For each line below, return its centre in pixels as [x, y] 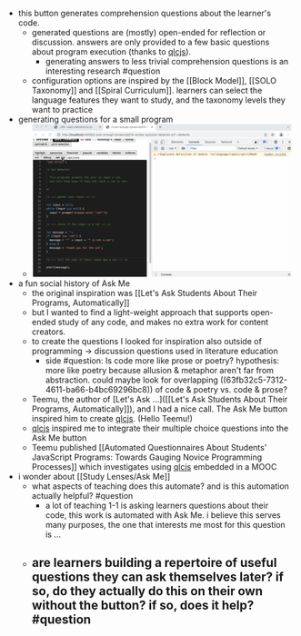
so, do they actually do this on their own [147, 591]
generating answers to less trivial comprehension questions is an [167, 61]
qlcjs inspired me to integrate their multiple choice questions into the [160, 428]
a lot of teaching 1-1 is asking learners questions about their [157, 505]
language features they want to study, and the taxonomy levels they [159, 100]
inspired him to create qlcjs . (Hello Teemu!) [112, 418]
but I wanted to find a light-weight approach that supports [140, 312]
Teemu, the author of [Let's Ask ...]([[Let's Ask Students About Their [160, 399]
